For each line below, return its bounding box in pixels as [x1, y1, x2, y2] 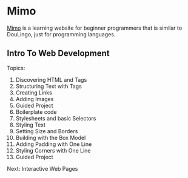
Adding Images [15, 95, 54, 102]
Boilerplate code [15, 108, 57, 116]
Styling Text [15, 121, 46, 128]
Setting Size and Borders [15, 127, 78, 134]
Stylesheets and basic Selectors [15, 114, 96, 122]
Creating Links [15, 89, 52, 96]
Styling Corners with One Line [15, 147, 91, 154]
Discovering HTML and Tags [15, 76, 87, 83]
